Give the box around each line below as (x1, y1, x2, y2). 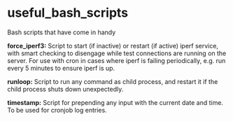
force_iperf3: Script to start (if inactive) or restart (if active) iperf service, (7, 41, 219, 50)
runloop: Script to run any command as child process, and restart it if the (7, 77, 218, 85)
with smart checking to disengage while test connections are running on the (7, 49, 227, 57)
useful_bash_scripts (7, 5, 129, 21)
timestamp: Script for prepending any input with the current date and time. (7, 98, 224, 106)
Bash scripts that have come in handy (7, 28, 116, 36)
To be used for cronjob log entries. (7, 106, 107, 114)
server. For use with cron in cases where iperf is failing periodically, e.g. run (7, 56, 226, 64)
